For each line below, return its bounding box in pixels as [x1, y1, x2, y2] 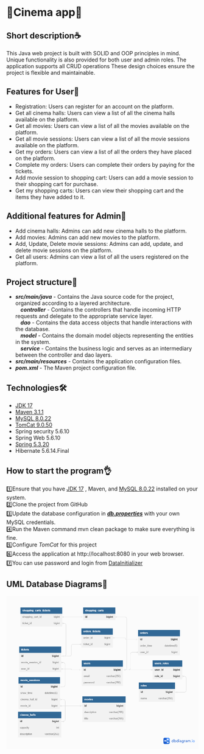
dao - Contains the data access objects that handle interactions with [20, 319, 192, 326]
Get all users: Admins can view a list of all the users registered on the [15, 253, 189, 260]
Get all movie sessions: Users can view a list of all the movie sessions [15, 135, 190, 142]
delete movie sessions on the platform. [15, 246, 113, 254]
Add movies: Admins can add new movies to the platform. [15, 234, 160, 241]
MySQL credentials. [6, 518, 56, 526]
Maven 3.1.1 [15, 408, 44, 416]
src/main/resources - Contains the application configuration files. [15, 358, 182, 365]
